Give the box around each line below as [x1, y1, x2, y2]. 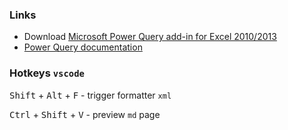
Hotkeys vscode [9, 66, 85, 80]
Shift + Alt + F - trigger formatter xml [9, 89, 172, 101]
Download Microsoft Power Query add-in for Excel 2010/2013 [23, 31, 277, 43]
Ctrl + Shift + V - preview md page [9, 108, 161, 120]
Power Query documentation [23, 41, 143, 53]
